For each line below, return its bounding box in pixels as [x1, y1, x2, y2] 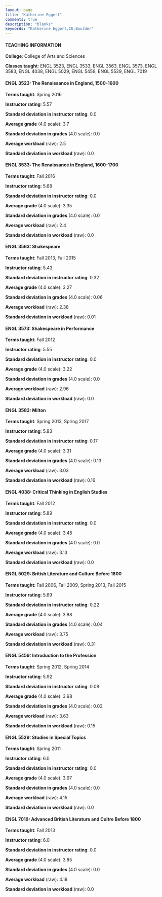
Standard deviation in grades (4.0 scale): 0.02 [5, 703, 103, 709]
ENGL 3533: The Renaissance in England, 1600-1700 [5, 162, 119, 168]
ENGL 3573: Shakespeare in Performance [5, 325, 95, 331]
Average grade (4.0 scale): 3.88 [5, 611, 72, 617]
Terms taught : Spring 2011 [5, 745, 61, 752]
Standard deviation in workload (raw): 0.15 [5, 723, 96, 729]
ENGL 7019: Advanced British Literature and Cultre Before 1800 [5, 816, 141, 822]
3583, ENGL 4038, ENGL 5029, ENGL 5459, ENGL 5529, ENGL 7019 [5, 68, 147, 74]
